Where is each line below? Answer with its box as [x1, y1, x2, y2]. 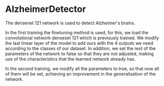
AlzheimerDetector [5, 3, 86, 15]
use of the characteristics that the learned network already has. [5, 56, 136, 62]
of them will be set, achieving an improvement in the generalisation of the [5, 71, 156, 77]
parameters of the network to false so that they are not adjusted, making [5, 51, 154, 57]
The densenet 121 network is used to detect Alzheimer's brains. [5, 20, 136, 26]
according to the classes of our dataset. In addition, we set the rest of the [5, 45, 156, 51]
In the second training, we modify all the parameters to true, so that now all [5, 66, 160, 72]
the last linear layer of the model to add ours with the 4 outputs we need [5, 40, 154, 46]
